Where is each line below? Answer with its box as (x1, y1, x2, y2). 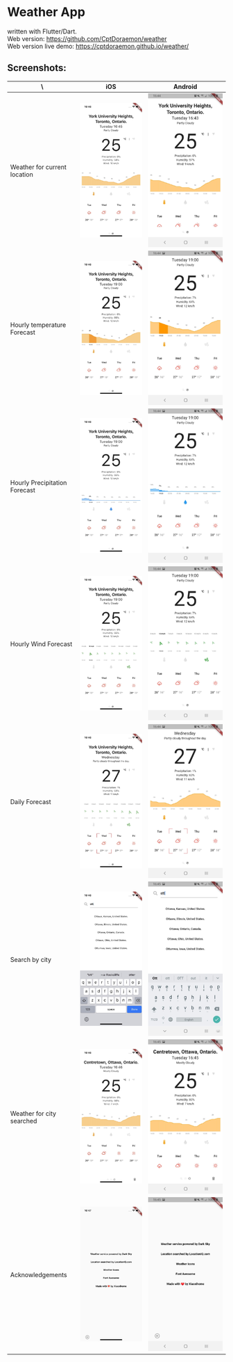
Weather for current (10, 163, 67, 171)
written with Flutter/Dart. (7, 27, 78, 35)
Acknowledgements (10, 1271, 67, 1279)
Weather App (7, 4, 85, 20)
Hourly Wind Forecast (10, 640, 73, 648)
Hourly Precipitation (10, 478, 67, 487)
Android (173, 83, 198, 91)
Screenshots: (7, 62, 67, 74)
